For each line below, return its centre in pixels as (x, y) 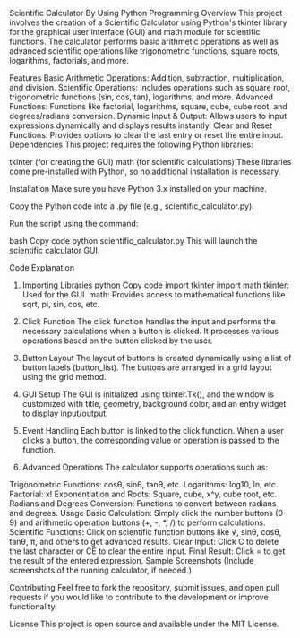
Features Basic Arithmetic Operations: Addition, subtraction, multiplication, (147, 78)
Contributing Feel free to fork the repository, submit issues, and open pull (145, 587)
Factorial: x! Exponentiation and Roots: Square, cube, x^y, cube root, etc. (143, 494)
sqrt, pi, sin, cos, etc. (61, 304)
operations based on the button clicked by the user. (117, 341)
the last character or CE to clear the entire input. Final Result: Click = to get (147, 551)
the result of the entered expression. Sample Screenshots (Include (132, 560)
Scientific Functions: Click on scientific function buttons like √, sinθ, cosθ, (146, 532)
